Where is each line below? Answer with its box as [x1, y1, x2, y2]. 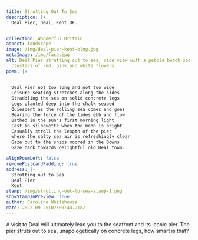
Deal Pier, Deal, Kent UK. [11, 19, 78, 25]
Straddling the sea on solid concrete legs [11, 96, 120, 101]
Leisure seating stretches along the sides [11, 90, 120, 96]
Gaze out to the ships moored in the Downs [11, 139, 120, 145]
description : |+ [6, 14, 46, 20]
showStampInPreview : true [6, 194, 70, 200]
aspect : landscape [6, 41, 51, 47]
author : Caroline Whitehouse [6, 199, 78, 205]
